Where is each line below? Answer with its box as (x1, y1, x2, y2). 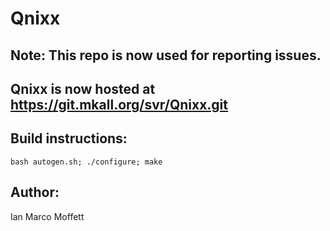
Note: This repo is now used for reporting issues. (10, 47, 322, 64)
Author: (10, 184, 60, 201)
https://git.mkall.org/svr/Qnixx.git (10, 96, 228, 113)
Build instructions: (10, 130, 128, 147)
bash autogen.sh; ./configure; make (10, 157, 163, 167)
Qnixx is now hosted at (10, 80, 156, 97)
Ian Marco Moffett (10, 210, 85, 222)
